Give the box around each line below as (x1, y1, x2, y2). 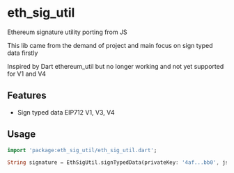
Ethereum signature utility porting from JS (7, 28, 127, 36)
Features (7, 90, 47, 101)
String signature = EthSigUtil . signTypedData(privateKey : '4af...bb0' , (7, 159, 219, 166)
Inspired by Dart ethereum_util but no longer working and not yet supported (7, 62, 224, 70)
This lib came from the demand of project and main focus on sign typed (7, 41, 214, 49)
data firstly (7, 49, 38, 57)
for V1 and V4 (7, 69, 47, 78)
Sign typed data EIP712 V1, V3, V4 (17, 108, 115, 116)
